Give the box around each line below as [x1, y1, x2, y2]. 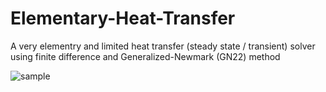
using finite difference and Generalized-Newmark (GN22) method [10, 50, 281, 62]
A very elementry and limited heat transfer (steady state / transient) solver [10, 40, 316, 52]
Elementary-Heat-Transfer [10, 7, 236, 30]
